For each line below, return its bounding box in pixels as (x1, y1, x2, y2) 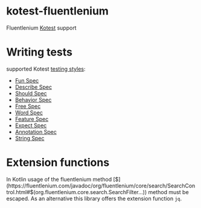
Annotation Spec (14, 128, 57, 135)
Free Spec (14, 102, 41, 110)
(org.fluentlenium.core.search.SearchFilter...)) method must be (33, 188, 189, 195)
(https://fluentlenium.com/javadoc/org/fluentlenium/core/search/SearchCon (6, 182, 196, 189)
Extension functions (6, 156, 110, 169)
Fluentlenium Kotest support (6, 24, 77, 31)
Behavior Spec (14, 96, 52, 103)
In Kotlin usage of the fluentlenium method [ (6, 175, 116, 183)
